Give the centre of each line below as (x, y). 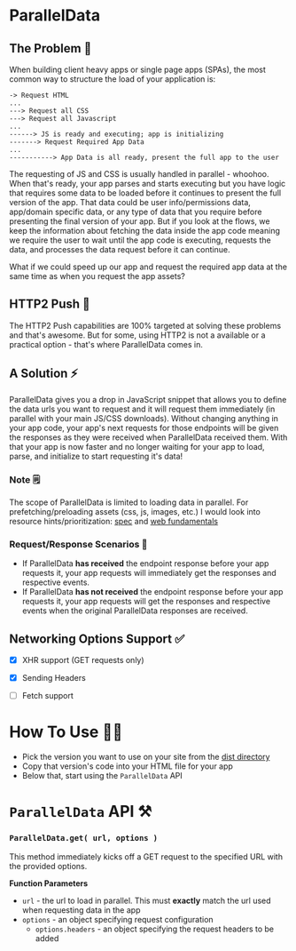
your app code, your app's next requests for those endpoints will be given (144, 428)
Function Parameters (49, 883)
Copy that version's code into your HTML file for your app (127, 766)
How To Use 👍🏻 (66, 732)
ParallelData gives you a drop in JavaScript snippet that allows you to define (148, 399)
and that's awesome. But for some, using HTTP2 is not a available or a (137, 335)
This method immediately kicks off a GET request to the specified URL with (146, 856)
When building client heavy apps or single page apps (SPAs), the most (137, 69)
